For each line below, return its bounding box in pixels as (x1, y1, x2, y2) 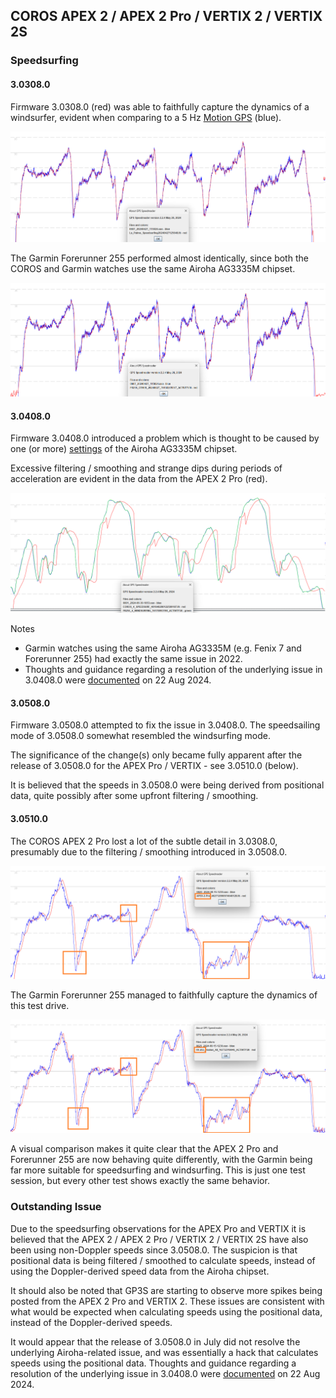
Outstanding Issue (10, 1200, 102, 1214)
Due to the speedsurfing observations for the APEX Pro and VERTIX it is (10, 1222, 307, 1234)
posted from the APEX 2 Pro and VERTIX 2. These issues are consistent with (10, 1295, 325, 1307)
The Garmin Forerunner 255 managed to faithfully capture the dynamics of (10, 989, 318, 1001)
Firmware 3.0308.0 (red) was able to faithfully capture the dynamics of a (10, 100, 310, 113)
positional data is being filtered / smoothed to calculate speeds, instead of (10, 1254, 316, 1266)
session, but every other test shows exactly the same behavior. (10, 1175, 270, 1187)
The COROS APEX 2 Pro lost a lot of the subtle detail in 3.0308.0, (10, 835, 278, 847)
